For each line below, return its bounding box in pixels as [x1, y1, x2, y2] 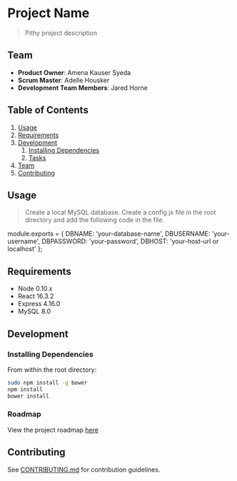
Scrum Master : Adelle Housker [17, 76, 110, 84]
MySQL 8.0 [17, 307, 51, 315]
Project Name [7, 5, 90, 21]
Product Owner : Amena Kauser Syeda [17, 68, 131, 76]
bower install [7, 393, 50, 400]
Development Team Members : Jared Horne [17, 83, 148, 92]
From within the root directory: [7, 365, 97, 374]
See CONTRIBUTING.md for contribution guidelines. [7, 465, 161, 474]
